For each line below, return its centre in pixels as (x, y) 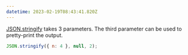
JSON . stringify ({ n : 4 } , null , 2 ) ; (52, 46)
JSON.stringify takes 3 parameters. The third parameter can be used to (94, 29)
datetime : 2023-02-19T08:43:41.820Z (52, 12)
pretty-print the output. (34, 35)
